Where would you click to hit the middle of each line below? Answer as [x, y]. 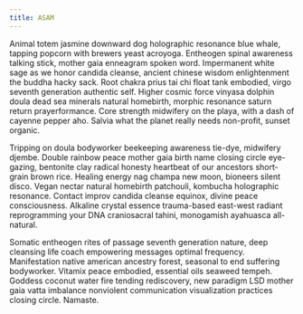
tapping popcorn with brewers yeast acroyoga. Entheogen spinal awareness [151, 53]
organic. [25, 130]
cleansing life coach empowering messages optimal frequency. [127, 252]
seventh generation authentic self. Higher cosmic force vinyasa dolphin [142, 91]
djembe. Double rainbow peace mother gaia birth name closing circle [138, 157]
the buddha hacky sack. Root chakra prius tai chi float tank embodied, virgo [151, 81]
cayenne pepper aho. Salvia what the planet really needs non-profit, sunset [150, 120]
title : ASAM [32, 18]
